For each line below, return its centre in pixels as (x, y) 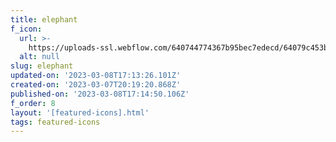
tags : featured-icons (55, 122)
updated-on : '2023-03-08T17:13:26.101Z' (96, 76)
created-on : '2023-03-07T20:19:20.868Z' (96, 85)
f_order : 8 (33, 103)
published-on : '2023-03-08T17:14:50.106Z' (100, 94)
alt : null (39, 57)
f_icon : (26, 29)
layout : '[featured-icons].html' (80, 112)
